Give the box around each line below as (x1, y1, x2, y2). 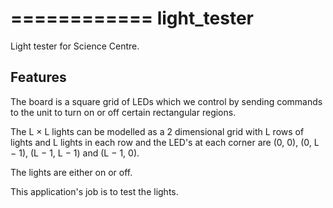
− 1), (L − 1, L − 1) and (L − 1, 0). (10, 147, 140, 159)
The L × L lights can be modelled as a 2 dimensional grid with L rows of (10, 125, 305, 137)
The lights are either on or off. (10, 166, 133, 178)
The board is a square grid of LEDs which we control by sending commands (10, 95, 323, 107)
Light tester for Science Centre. (10, 40, 140, 52)
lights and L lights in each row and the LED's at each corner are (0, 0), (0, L (10, 136, 320, 148)
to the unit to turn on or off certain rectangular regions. (10, 106, 237, 118)
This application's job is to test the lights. (10, 185, 179, 197)
